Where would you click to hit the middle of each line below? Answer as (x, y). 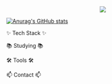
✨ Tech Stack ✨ (27, 33)
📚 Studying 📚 (25, 46)
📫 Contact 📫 (24, 75)
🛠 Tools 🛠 (20, 60)
